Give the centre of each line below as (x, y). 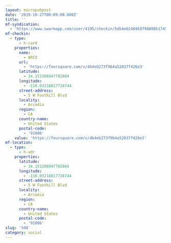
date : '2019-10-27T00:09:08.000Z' (42, 15)
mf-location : (19, 143)
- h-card (28, 43)
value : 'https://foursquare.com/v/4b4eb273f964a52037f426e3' (80, 138)
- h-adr (27, 152)
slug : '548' (18, 228)
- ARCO (31, 57)
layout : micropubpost (28, 10)
